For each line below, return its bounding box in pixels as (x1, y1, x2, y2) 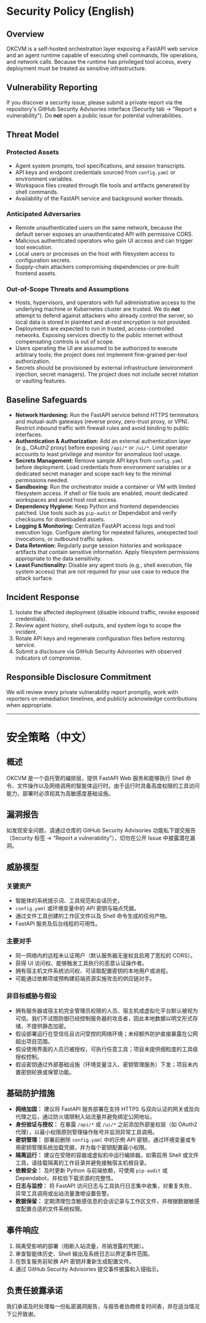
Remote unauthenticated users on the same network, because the (15, 224, 183, 231)
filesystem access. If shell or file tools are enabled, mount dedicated (15, 490, 188, 497)
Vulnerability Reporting (6, 82, 98, 93)
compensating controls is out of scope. (15, 338, 115, 345)
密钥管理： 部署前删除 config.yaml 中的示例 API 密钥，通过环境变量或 (15, 1136, 191, 1144)
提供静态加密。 (31, 1022, 69, 1029)
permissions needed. (15, 476, 69, 483)
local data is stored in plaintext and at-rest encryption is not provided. (15, 318, 191, 326)
